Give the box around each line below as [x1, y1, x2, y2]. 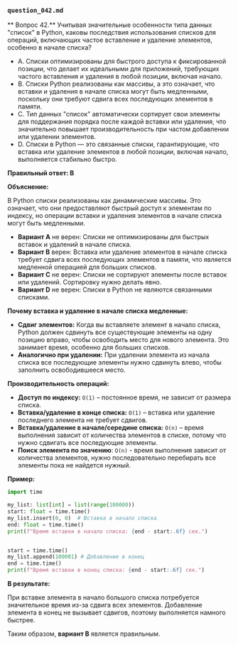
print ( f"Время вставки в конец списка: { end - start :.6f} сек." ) [7, 567, 205, 574]
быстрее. [7, 616, 36, 624]
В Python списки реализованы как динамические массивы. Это [7, 197, 201, 205]
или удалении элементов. [17, 133, 96, 141]
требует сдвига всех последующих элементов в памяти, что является [17, 255, 232, 264]
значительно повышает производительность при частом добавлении [17, 125, 229, 133]
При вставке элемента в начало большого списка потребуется [7, 593, 200, 602]
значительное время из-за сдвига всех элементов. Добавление [7, 601, 202, 610]
